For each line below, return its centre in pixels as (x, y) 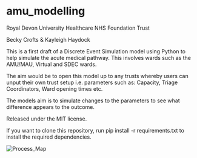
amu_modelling (46, 11)
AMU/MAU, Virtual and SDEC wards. (52, 64)
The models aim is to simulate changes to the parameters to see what (93, 100)
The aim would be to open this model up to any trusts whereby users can (98, 76)
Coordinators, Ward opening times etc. (55, 88)
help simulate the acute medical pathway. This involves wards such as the (98, 58)
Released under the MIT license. (47, 119)
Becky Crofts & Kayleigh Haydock (48, 39)
